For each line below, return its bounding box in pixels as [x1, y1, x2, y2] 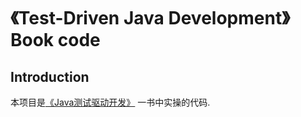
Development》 [168, 7, 290, 30]
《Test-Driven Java [10, 7, 165, 30]
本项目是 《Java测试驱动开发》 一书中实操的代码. [10, 96, 211, 108]
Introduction [10, 68, 90, 85]
